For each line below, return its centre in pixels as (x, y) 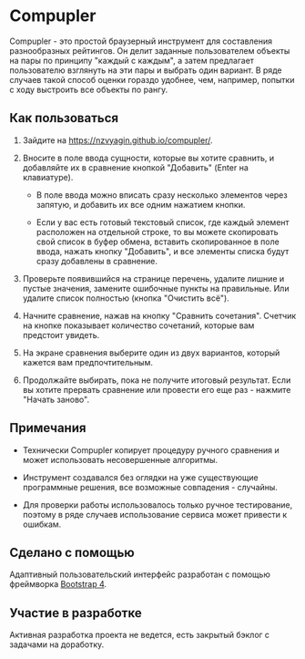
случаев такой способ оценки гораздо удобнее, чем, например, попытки (152, 79)
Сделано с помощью (72, 552)
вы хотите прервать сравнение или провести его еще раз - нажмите (157, 389)
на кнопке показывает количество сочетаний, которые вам (138, 325)
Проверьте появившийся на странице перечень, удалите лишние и (153, 278)
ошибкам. (42, 524)
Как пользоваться (64, 118)
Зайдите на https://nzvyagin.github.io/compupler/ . (117, 140)
